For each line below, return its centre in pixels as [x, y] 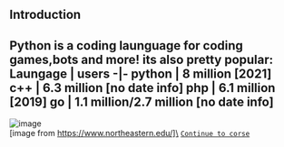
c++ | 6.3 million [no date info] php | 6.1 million [142, 88]
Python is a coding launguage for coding [126, 46]
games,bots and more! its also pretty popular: [142, 59]
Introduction [45, 15]
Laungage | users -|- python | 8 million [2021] [141, 73]
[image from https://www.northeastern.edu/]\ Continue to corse [130, 133]
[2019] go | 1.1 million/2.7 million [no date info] [142, 101]
